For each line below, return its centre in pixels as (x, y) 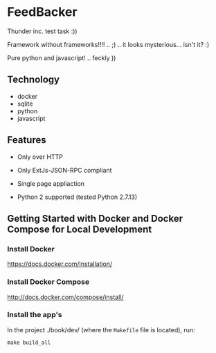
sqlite (25, 104)
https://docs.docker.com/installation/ (60, 264)
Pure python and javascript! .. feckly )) (62, 58)
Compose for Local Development (80, 229)
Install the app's (35, 315)
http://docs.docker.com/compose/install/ (65, 297)
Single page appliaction (51, 183)
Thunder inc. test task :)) (42, 31)
